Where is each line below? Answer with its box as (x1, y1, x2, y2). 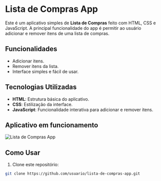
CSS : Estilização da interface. (12, 101, 73, 107)
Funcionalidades (5, 45, 58, 53)
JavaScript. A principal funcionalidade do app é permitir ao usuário (5, 25, 142, 31)
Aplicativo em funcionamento (5, 121, 98, 129)
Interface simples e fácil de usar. (12, 68, 79, 74)
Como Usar (5, 148, 40, 157)
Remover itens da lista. (12, 63, 59, 69)
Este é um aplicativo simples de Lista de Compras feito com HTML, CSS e (5, 20, 156, 26)
